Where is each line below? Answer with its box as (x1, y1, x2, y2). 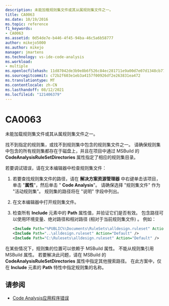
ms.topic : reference (5, 21, 49, 27)
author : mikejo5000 (5, 40, 46, 45)
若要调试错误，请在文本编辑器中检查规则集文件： (5, 165, 107, 171)
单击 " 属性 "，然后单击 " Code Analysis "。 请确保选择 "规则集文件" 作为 (12, 182, 161, 188)
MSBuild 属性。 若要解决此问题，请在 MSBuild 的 (5, 251, 107, 258)
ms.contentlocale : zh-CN (5, 82, 57, 87)
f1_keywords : (5, 26, 33, 31)
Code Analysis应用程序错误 (12, 295, 69, 301)
